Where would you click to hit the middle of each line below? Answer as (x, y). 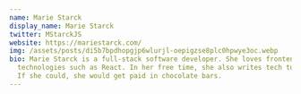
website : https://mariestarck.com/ (76, 43)
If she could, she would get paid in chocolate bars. (120, 76)
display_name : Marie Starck (62, 26)
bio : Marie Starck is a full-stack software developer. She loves (136, 59)
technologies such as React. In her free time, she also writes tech (150, 68)
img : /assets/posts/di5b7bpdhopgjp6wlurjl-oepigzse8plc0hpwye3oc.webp (144, 51)
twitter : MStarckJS (46, 34)
